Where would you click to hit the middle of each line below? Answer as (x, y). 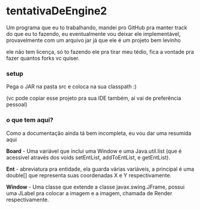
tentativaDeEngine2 (57, 11)
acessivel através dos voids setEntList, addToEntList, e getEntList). (88, 157)
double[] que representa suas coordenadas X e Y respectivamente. (89, 175)
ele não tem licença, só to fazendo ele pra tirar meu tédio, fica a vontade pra (100, 51)
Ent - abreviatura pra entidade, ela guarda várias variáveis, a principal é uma (100, 169)
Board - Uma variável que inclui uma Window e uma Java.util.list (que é (94, 151)
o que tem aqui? (30, 120)
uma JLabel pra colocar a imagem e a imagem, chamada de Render (89, 193)
